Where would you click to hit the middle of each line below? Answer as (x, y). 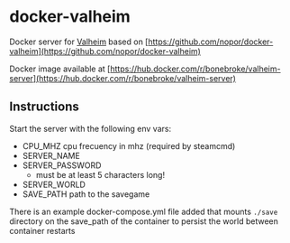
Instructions (44, 107)
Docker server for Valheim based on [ (79, 42)
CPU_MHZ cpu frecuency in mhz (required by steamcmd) (129, 145)
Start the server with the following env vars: (91, 128)
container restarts (42, 230)
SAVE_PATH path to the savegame (86, 194)
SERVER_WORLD (54, 184)
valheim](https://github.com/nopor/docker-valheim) (105, 51)
